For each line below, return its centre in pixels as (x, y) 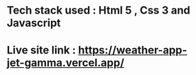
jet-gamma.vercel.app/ (66, 63)
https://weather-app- (133, 50)
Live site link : (42, 50)
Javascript (34, 23)
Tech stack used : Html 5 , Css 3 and (99, 10)
